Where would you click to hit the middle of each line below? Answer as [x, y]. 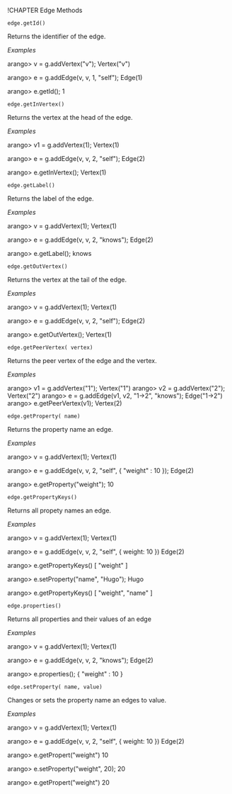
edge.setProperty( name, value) [55, 687]
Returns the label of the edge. [51, 198]
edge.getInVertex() [36, 104]
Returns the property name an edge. [60, 429]
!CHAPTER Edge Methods [45, 10]
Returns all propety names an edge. [59, 510]
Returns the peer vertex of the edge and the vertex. [82, 360]
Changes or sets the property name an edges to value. [87, 700]
